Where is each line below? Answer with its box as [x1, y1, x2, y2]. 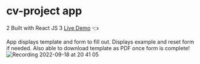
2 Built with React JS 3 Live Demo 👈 [6, 24, 99, 31]
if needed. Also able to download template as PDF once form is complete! [6, 44, 190, 51]
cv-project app [6, 4, 82, 18]
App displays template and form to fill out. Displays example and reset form [6, 38, 195, 45]
